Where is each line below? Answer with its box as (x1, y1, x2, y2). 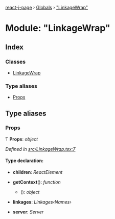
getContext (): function (12, 179, 61, 185)
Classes (5, 58, 26, 65)
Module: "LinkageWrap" (5, 23, 111, 34)
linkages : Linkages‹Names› (12, 199, 72, 205)
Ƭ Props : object (5, 136, 38, 142)
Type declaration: (5, 157, 44, 164)
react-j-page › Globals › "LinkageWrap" (5, 5, 88, 10)
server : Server (12, 209, 44, 215)
